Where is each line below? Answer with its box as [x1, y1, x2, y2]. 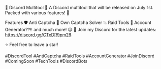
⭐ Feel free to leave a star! [5, 42, 59, 47]
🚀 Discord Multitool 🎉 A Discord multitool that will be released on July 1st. [5, 5, 154, 10]
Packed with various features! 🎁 [5, 10, 70, 16]
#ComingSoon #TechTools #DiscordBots [5, 58, 88, 64]
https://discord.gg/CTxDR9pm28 [5, 32, 71, 38]
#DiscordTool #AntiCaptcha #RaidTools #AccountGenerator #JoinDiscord [5, 53, 155, 59]
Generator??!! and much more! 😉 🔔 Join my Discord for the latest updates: [5, 27, 157, 32]
